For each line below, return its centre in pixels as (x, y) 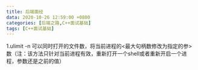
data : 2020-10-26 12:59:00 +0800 (48, 17)
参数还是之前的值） (40, 61)
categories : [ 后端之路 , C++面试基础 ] (49, 23)
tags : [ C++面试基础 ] (30, 28)
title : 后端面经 (25, 12)
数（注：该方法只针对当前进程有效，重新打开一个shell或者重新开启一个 (94, 54)
